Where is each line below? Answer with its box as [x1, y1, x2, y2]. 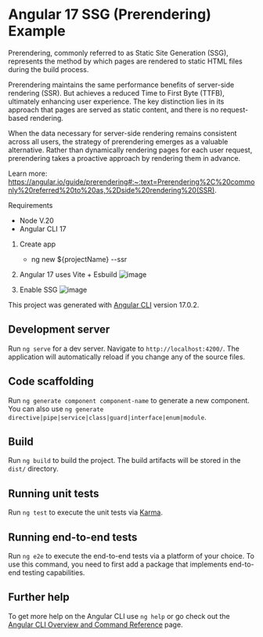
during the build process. [8, 64, 89, 74]
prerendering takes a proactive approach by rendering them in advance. [8, 153, 241, 162]
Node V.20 [19, 216, 55, 225]
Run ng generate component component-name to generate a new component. [8, 395, 250, 405]
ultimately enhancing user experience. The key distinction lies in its [8, 96, 225, 106]
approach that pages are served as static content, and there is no [8, 104, 219, 115]
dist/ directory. [8, 464, 59, 474]
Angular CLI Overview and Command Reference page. [8, 620, 183, 629]
